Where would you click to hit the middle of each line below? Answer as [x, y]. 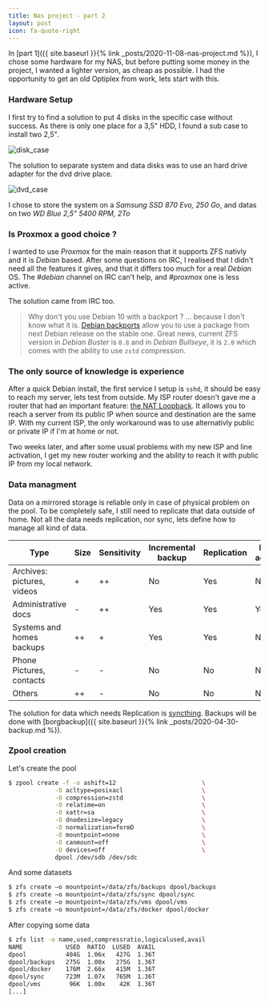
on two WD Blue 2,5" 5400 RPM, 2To [69, 213]
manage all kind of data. [48, 528]
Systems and [37, 627]
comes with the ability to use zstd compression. [107, 350]
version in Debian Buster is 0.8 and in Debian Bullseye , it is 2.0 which [142, 342]
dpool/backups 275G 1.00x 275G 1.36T [82, 962]
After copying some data [49, 924]
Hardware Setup [41, 99]
